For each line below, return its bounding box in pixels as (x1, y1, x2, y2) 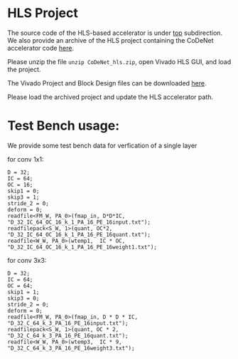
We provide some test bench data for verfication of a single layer (7, 141, 198, 150)
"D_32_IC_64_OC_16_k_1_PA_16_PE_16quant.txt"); (7, 231, 151, 238)
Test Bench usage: (7, 118, 120, 134)
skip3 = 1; (7, 194, 40, 201)
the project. (7, 65, 41, 73)
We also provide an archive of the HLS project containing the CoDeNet (7, 36, 215, 44)
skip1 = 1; (7, 288, 40, 296)
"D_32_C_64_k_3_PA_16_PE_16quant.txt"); (7, 332, 129, 339)
